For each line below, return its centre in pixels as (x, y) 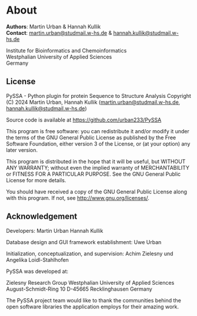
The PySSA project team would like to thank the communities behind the (94, 300)
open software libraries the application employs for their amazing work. (93, 307)
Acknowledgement (42, 217)
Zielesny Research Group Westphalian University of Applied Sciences (90, 282)
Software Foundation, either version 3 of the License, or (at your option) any (98, 144)
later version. (22, 150)
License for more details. (36, 180)
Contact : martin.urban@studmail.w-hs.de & (59, 32)
